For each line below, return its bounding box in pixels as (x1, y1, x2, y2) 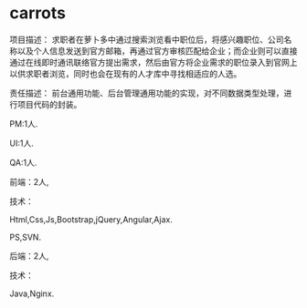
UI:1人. (9, 138, 34, 149)
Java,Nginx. (9, 288, 55, 299)
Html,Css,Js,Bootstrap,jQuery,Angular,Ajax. (9, 213, 174, 225)
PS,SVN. (9, 231, 42, 242)
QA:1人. (9, 157, 37, 168)
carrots (9, 3, 67, 24)
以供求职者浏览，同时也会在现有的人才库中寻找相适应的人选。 (9, 67, 242, 79)
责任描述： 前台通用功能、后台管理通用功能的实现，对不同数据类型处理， (9, 87, 284, 98)
